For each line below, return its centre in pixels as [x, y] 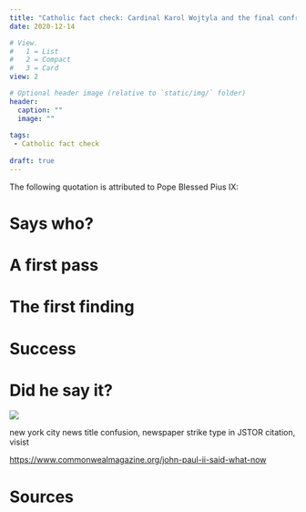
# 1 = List [34, 51]
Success [43, 348]
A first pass [54, 266]
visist [20, 442]
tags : [20, 136]
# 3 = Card [34, 68]
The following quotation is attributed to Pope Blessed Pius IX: [124, 187]
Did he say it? [61, 390]
